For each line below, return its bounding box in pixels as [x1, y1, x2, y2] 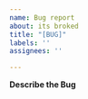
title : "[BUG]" [9, 30, 67, 39]
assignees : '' [9, 47, 64, 56]
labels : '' [9, 38, 51, 48]
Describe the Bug [9, 79, 76, 90]
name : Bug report [9, 13, 75, 22]
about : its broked [9, 22, 79, 31]
